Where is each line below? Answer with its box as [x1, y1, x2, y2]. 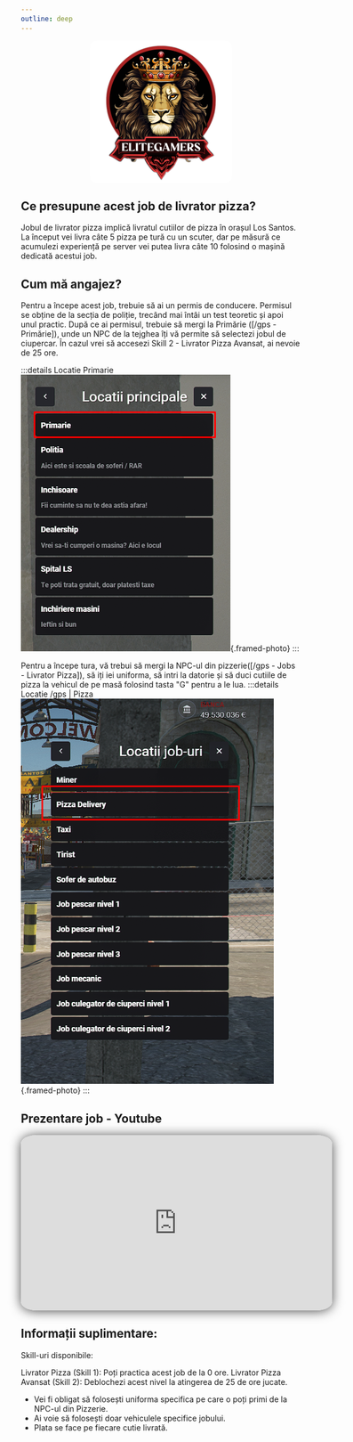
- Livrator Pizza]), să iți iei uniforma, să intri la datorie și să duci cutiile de [20, 670, 287, 680]
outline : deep [20, 14, 74, 23]
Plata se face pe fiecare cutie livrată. [33, 1422, 169, 1433]
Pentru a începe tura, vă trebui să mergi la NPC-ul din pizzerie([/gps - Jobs [20, 660, 296, 672]
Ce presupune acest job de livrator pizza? [20, 199, 256, 214]
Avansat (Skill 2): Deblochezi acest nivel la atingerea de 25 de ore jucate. [20, 1376, 288, 1387]
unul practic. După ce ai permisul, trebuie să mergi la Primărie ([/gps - [20, 319, 277, 330]
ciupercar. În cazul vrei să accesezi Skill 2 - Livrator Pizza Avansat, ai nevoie [20, 338, 301, 349]
